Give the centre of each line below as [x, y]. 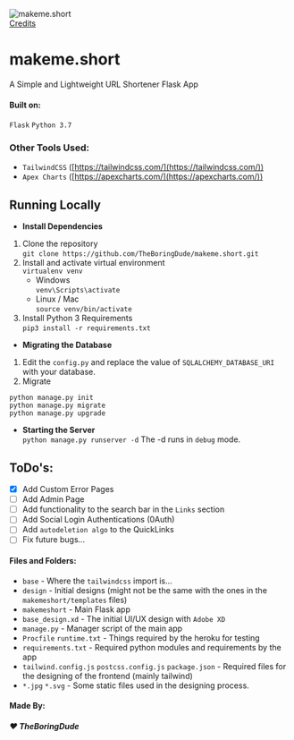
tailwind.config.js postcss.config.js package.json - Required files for [154, 666]
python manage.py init [51, 398]
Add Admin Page [53, 499]
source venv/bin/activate [84, 310]
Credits [23, 23]
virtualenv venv [52, 272]
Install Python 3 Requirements [77, 319]
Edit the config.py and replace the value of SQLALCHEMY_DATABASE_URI [148, 362]
